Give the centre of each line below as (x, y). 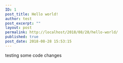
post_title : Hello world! (32, 14)
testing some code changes (33, 55)
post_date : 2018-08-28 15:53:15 (38, 42)
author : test (19, 19)
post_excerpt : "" (23, 23)
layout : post (19, 28)
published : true (22, 37)
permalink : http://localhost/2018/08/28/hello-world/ (62, 32)
